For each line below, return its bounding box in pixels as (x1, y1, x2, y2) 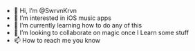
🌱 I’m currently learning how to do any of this (13, 21, 142, 29)
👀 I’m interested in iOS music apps (13, 14, 112, 22)
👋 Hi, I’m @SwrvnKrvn (13, 7, 77, 14)
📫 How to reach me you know (13, 37, 101, 44)
